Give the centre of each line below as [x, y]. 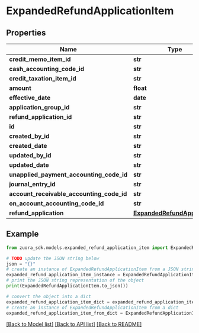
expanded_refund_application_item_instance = [63, 275]
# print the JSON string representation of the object [75, 280]
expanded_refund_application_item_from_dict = [65, 313]
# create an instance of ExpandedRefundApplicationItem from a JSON [92, 269]
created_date [28, 146]
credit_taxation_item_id [43, 78]
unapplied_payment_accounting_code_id [68, 174]
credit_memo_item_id [40, 59]
